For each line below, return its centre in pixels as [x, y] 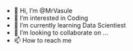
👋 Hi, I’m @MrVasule [43, 11]
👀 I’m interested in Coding [51, 18]
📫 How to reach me [42, 40]
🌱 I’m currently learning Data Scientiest [70, 25]
